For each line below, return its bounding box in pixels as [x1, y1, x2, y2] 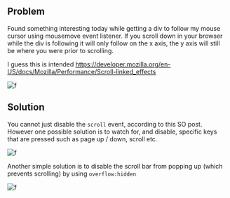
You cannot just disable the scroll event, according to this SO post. [7, 120, 203, 128]
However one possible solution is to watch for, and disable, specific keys [7, 127, 217, 136]
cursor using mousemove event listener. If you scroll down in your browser [7, 31, 223, 40]
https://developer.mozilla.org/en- [75, 59, 171, 69]
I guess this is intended [7, 59, 74, 69]
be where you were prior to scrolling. [7, 46, 114, 55]
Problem [7, 6, 46, 17]
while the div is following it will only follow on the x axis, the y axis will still [7, 38, 220, 48]
